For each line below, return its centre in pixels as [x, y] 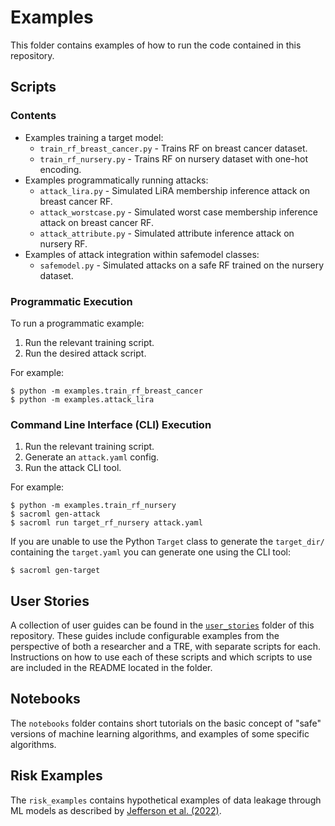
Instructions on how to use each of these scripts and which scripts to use [161, 657]
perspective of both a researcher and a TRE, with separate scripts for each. [165, 647]
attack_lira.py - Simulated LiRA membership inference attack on [175, 190]
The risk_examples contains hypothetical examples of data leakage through [166, 800]
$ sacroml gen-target [55, 571]
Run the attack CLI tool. [73, 468]
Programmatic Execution [71, 301]
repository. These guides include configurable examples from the [145, 636]
